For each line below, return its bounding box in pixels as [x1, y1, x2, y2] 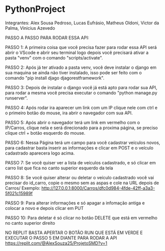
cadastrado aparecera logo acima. [5, 150, 75, 156]
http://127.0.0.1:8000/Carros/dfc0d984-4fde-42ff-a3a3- [41, 185, 155, 191]
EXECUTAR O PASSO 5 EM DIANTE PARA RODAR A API [5, 235, 117, 241]
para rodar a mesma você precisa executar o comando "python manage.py [5, 90, 158, 96]
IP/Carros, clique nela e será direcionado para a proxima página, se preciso [5, 125, 158, 131]
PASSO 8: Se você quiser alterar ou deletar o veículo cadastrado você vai [5, 174, 154, 180]
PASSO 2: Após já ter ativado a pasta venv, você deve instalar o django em [5, 64, 157, 70]
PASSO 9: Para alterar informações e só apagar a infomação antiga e [5, 200, 145, 206]
